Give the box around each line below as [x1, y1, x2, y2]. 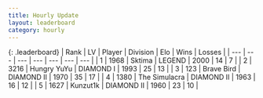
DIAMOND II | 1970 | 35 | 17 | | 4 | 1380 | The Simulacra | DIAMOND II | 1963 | [8, 72, 256, 82]
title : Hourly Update [8, 11, 79, 20]
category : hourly [8, 26, 65, 34]
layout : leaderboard [8, 19, 76, 27]
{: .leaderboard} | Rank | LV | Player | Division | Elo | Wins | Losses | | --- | [8, 48, 246, 57]
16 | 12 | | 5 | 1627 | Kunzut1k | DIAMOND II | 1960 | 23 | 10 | [8, 81, 199, 90]
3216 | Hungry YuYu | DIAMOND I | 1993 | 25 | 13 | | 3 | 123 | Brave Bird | [8, 64, 241, 74]
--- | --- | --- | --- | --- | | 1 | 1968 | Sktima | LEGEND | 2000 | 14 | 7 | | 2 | [16, 56, 253, 65]
